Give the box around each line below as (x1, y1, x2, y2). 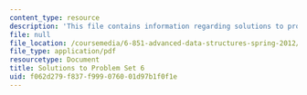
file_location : (9, 38, 68, 48)
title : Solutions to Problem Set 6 (9, 64, 145, 73)
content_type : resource (9, 13, 101, 23)
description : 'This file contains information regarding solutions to (9, 22, 284, 31)
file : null (9, 30, 51, 39)
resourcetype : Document (9, 55, 101, 64)
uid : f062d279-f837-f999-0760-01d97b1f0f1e (9, 72, 178, 81)
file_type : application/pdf (9, 47, 117, 56)
